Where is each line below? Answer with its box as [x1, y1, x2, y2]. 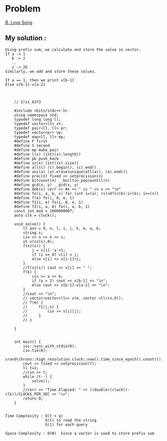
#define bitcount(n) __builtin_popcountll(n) [14, 178, 110, 183]
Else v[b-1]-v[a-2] [5, 82, 46, 87]
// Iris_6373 [14, 99, 41, 105]
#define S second [14, 143, 50, 148]
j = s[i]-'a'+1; [31, 248, 66, 253]
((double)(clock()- [89, 387, 130, 392]
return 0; [23, 396, 43, 401]
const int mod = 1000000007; [14, 208, 75, 213]
